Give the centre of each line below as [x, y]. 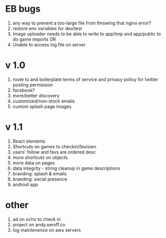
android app [25, 184]
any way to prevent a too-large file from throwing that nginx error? [82, 23]
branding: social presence [40, 179]
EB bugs [23, 9]
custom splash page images [42, 106]
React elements [29, 141]
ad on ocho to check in [37, 219]
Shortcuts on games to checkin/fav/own [54, 146]
